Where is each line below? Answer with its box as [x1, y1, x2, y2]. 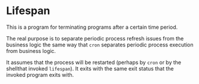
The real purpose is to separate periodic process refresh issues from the [6, 35, 184, 42]
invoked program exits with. [6, 71, 74, 78]
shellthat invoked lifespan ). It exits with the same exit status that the [6, 65, 174, 72]
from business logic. [6, 47, 56, 54]
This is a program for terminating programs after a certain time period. [6, 23, 178, 31]
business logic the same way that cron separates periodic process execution [6, 41, 194, 48]
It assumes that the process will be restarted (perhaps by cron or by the [6, 59, 181, 66]
